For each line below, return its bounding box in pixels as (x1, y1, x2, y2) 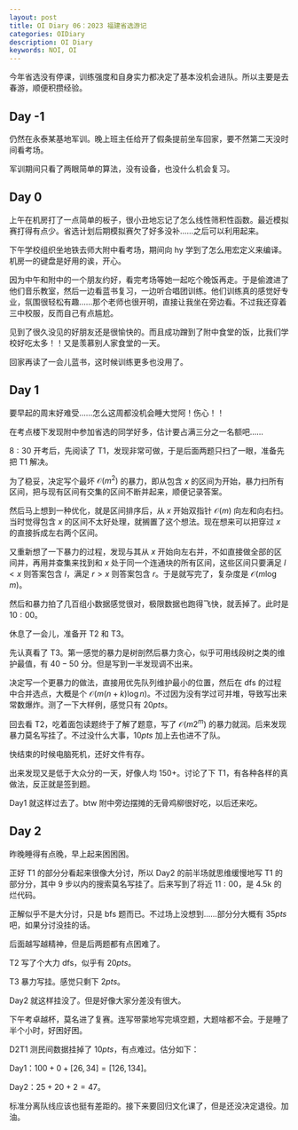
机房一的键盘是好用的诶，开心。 (9, 255, 126, 266)
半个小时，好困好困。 (9, 1024, 87, 1035)
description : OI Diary (9, 37, 93, 47)
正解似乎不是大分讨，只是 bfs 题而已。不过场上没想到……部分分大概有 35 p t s (9, 908, 287, 919)
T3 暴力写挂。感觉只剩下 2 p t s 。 (9, 976, 126, 986)
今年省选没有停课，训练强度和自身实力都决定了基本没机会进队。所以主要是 (9, 72, 281, 83)
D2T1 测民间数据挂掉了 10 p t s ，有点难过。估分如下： (9, 1044, 200, 1055)
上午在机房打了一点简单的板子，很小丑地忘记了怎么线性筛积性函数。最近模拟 (9, 214, 289, 225)
